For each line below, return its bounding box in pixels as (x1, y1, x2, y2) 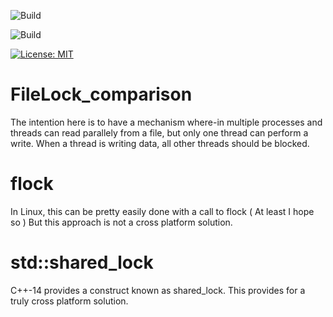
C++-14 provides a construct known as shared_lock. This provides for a (10, 284, 306, 296)
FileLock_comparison (10, 83, 193, 106)
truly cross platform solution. (10, 295, 129, 307)
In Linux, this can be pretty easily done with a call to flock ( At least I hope (10, 205, 315, 217)
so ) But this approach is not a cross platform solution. (10, 216, 233, 228)
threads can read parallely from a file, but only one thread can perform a (10, 126, 309, 139)
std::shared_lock (10, 251, 154, 274)
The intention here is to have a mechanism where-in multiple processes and (10, 116, 323, 128)
